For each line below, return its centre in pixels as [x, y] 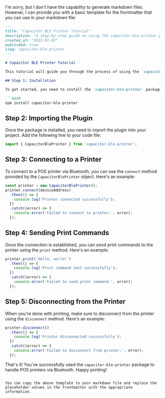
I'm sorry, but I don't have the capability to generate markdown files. [74, 7]
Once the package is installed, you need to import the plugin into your [76, 130]
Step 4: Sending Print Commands [57, 233]
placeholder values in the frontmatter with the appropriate [69, 387]
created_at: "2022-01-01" [31, 40]
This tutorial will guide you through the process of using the [72, 72]
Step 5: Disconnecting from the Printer [65, 302]
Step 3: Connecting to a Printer [53, 159]
